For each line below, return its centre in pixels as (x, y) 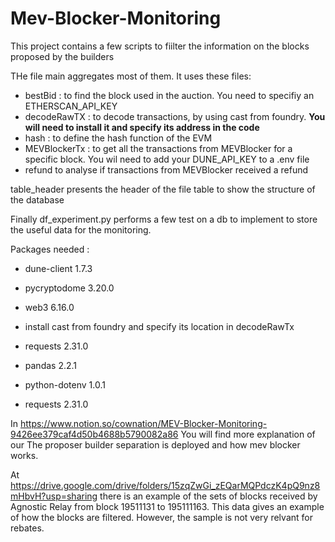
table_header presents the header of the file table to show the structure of (163, 189)
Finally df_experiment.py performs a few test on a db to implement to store (164, 219)
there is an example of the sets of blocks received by (208, 496)
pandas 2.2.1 (51, 365)
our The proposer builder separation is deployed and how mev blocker (155, 444)
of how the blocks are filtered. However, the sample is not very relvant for (161, 517)
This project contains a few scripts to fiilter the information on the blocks (160, 46)
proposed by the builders (62, 56)
